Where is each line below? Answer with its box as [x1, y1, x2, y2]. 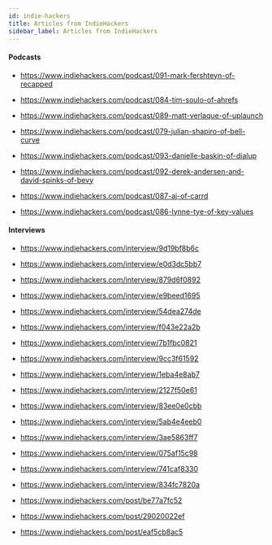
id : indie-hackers [8, 11, 71, 20]
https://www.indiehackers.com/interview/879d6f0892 [19, 274, 201, 285]
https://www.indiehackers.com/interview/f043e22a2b [19, 322, 201, 332]
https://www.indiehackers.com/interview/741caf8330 [19, 464, 199, 473]
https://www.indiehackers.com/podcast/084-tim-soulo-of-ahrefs [19, 94, 239, 104]
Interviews [8, 225, 45, 235]
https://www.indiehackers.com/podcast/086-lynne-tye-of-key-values [19, 207, 254, 216]
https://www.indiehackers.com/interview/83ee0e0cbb [19, 400, 202, 411]
